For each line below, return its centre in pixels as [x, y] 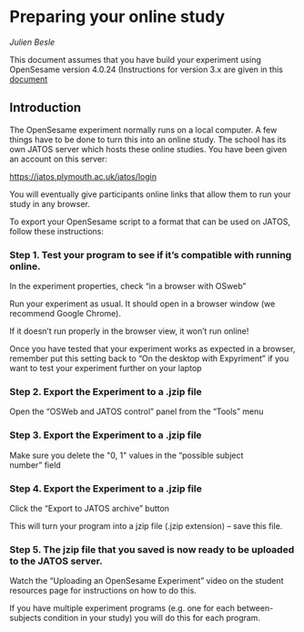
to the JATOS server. [56, 561]
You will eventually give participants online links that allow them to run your [150, 194]
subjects [25, 618]
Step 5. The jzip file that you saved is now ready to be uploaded [152, 549]
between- [255, 608]
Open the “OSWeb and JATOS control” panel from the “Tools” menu [137, 411]
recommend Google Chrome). [65, 314]
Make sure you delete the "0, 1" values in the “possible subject [127, 455]
